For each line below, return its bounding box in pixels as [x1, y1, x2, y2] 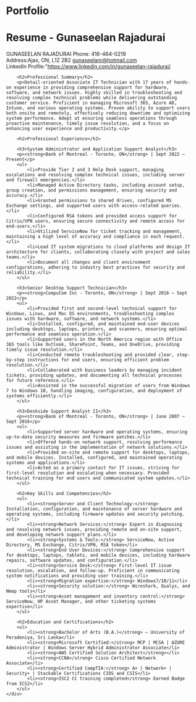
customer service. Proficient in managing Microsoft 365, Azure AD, [6, 100, 177, 106]
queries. [161, 203, 183, 209]
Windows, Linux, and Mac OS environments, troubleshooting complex [6, 311, 175, 317]
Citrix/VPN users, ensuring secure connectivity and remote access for [6, 219, 185, 224]
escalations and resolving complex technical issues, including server [6, 172, 185, 178]
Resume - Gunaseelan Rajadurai [6, 31, 165, 45]
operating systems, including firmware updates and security [6, 511, 159, 518]
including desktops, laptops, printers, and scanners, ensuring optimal [6, 326, 188, 332]
